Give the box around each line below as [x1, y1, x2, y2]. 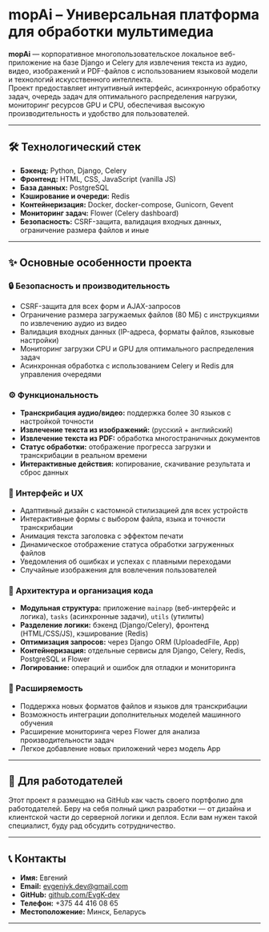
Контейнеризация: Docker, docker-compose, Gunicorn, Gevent [19, 199, 234, 209]
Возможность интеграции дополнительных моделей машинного [19, 709, 242, 719]
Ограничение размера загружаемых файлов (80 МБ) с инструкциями [19, 310, 259, 319]
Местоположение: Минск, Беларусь [19, 907, 147, 917]
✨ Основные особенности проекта [8, 256, 192, 270]
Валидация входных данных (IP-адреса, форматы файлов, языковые [19, 327, 255, 337]
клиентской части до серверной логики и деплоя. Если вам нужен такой [8, 813, 258, 822]
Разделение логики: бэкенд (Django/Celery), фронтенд [19, 621, 210, 630]
